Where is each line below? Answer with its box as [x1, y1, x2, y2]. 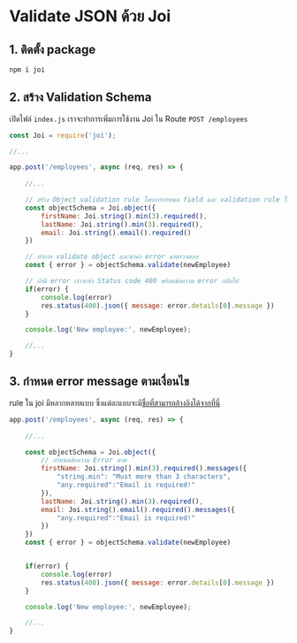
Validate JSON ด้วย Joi [9, 6, 171, 27]
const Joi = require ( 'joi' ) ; [9, 131, 117, 140]
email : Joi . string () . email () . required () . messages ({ [41, 505, 236, 514]
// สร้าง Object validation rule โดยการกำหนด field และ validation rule [25, 195, 280, 204]
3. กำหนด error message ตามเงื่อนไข [9, 374, 190, 389]
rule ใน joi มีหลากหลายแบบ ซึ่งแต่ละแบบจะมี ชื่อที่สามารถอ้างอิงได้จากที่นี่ [9, 397, 221, 408]
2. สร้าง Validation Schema [9, 90, 152, 105]
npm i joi [9, 65, 46, 74]
